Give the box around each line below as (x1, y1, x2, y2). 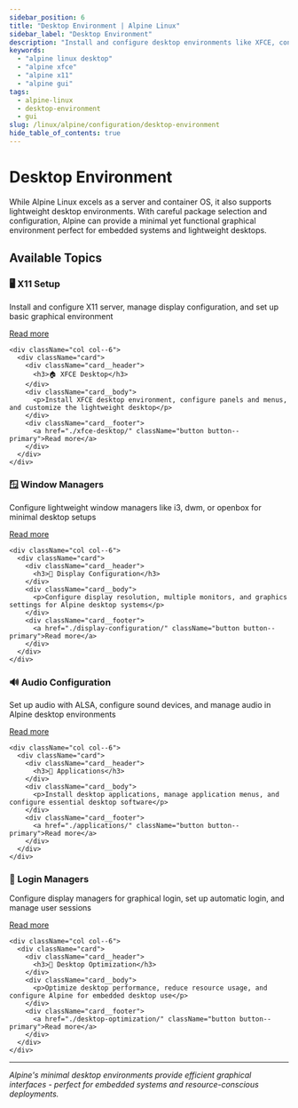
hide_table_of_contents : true (9, 129, 122, 138)
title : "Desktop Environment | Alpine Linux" (9, 21, 180, 30)
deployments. (9, 1088, 59, 1099)
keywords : (9, 46, 46, 55)
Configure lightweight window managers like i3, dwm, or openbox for (9, 502, 262, 512)
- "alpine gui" (17, 79, 74, 88)
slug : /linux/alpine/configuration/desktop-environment (9, 121, 220, 130)
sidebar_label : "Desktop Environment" (9, 29, 153, 38)
